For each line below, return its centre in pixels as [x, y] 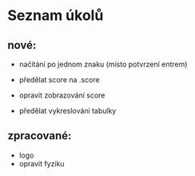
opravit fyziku [42, 163]
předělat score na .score [60, 80]
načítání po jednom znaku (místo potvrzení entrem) [103, 64]
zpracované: [40, 136]
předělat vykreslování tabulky [68, 111]
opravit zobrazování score [62, 95]
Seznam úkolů [56, 16]
